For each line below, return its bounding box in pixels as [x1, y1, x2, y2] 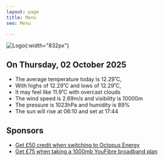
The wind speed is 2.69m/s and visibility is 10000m [15, 95, 143, 102]
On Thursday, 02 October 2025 [6, 59, 127, 70]
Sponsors [6, 125, 44, 136]
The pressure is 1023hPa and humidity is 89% [15, 101, 130, 109]
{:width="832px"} [25, 42, 70, 49]
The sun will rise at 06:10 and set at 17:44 [15, 108, 119, 115]
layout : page [6, 8, 39, 15]
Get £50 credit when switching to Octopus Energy [15, 142, 140, 148]
